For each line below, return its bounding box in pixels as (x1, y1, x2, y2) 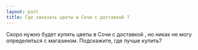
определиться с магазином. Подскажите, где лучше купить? (6, 37, 162, 44)
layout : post (6, 8, 39, 15)
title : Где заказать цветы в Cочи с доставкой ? (6, 14, 130, 20)
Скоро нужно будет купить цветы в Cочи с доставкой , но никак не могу (6, 30, 193, 37)
